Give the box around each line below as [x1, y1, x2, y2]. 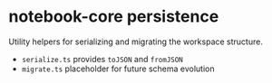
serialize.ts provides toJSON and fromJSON [21, 53, 183, 64]
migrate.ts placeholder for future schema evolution [21, 63, 215, 74]
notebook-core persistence [8, 6, 219, 27]
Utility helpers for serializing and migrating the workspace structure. [8, 36, 264, 47]
